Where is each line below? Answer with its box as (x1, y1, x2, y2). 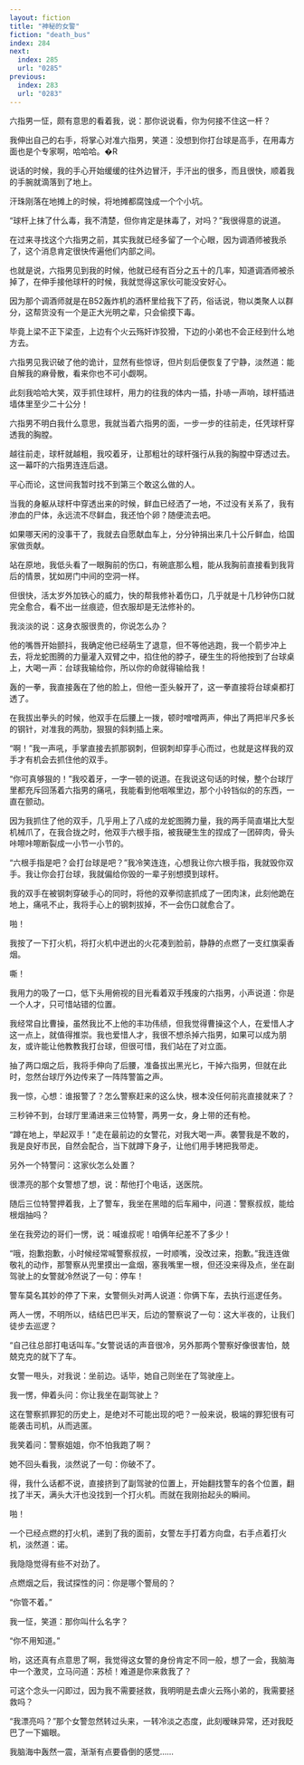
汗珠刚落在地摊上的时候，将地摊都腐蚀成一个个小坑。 (9, 196, 208, 207)
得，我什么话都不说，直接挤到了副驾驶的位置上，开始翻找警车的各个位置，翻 (9, 1478, 295, 1489)
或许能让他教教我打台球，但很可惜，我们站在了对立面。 (24, 1040, 232, 1051)
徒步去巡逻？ (9, 1320, 57, 1331)
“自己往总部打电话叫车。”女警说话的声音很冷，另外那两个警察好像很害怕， (9, 1339, 282, 1350)
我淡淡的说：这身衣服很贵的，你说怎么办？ (9, 620, 168, 631)
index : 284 (9, 38, 51, 48)
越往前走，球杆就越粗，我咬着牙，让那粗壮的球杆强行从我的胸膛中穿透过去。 (9, 448, 295, 458)
